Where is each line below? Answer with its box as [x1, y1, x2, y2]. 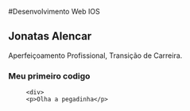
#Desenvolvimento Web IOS [8, 7, 101, 16]
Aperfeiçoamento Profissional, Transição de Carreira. [8, 51, 183, 60]
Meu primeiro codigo [8, 71, 91, 82]
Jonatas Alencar [8, 29, 92, 43]
